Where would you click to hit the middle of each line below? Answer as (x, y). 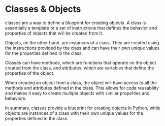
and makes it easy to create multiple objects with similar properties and (77, 93)
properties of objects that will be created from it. (54, 33)
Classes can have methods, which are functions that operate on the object (81, 63)
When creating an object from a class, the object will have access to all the (81, 83)
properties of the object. (30, 73)
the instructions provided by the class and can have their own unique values (82, 48)
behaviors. (16, 98)
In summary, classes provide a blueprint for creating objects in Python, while (83, 108)
